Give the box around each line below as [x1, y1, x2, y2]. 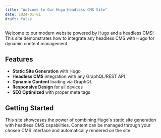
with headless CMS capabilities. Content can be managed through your [5, 122, 151, 128]
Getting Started [5, 104, 54, 112]
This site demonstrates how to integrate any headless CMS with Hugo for [5, 35, 155, 41]
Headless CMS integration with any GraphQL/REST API [12, 73, 125, 79]
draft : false [5, 16, 32, 21]
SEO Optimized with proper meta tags [12, 89, 91, 95]
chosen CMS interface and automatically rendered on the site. [5, 128, 132, 133]
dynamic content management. [5, 41, 69, 47]
